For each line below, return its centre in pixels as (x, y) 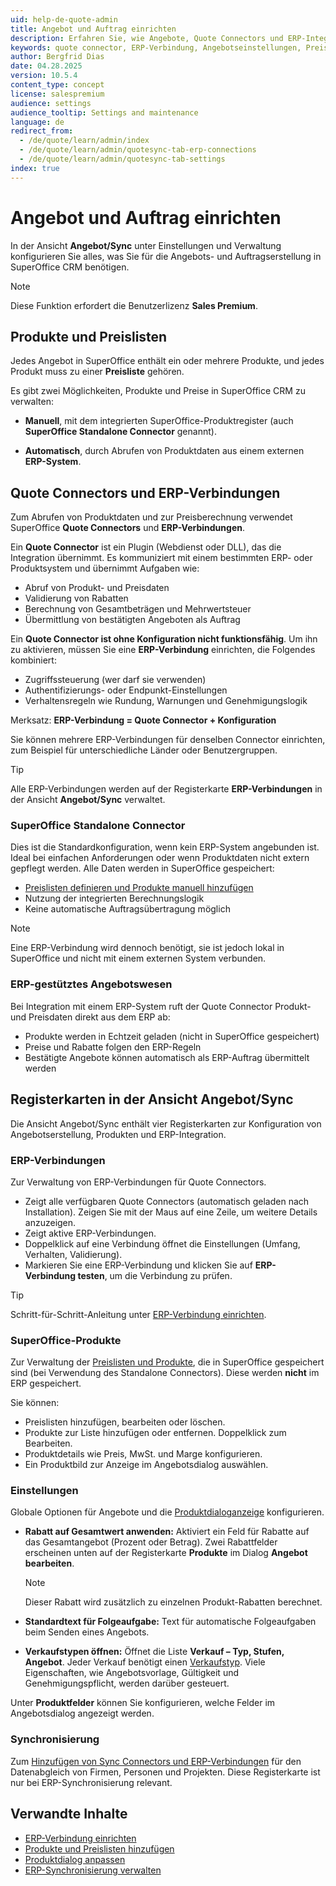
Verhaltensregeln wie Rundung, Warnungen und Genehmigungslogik (166, 701)
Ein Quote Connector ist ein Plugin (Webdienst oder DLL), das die (146, 547)
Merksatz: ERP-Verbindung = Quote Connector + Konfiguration (143, 720)
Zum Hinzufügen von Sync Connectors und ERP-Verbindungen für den (156, 1761)
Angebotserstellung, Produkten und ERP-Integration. (118, 1134)
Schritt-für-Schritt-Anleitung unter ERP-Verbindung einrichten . (138, 1314)
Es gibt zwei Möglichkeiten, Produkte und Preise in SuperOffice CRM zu (158, 391)
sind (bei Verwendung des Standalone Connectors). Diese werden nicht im (165, 1373)
